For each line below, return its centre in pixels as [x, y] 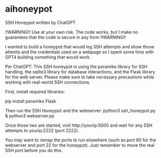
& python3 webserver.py [30, 115]
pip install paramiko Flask [31, 101]
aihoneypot [29, 9]
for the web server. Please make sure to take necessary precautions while [80, 77]
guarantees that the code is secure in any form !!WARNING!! [66, 37]
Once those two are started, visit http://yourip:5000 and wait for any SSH [79, 125]
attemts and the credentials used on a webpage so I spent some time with [80, 52]
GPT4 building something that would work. [48, 57]
